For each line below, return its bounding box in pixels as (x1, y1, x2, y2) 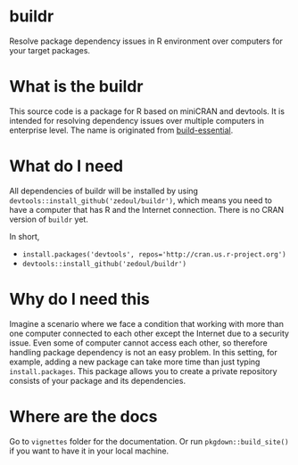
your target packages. (9, 45, 91, 55)
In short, (9, 231, 40, 241)
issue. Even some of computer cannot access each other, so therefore (9, 337, 268, 348)
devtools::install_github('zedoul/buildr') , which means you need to (9, 194, 272, 206)
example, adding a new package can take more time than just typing (9, 356, 261, 367)
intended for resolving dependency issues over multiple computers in (9, 115, 265, 126)
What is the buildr (9, 77, 144, 97)
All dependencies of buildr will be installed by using (9, 185, 199, 196)
